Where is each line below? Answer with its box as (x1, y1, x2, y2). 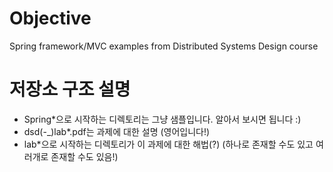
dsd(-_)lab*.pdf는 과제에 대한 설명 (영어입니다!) (23, 125, 211, 137)
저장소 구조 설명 (9, 78, 131, 101)
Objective (9, 7, 92, 30)
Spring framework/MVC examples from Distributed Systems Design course (9, 40, 319, 52)
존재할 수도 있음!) (50, 150, 119, 162)
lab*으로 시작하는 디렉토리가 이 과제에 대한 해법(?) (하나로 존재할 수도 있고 (23, 138, 314, 150)
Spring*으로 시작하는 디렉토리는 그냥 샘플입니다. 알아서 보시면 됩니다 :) (23, 113, 302, 125)
